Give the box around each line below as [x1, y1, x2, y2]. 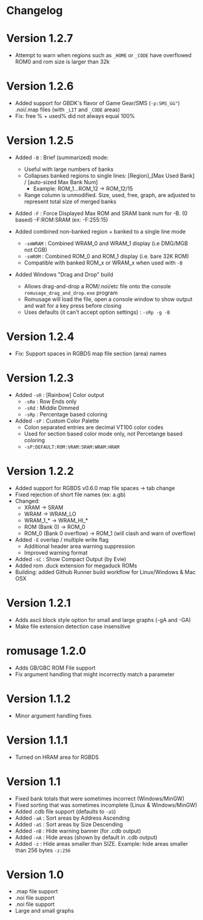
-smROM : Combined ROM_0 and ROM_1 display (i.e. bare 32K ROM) [24, 253, 189, 260]
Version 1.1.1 [6, 733, 68, 747]
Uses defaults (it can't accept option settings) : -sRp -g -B [24, 308, 170, 316]
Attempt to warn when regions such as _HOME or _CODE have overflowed [15, 52, 192, 59]
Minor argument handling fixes [15, 712, 92, 719]
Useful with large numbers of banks [24, 165, 114, 173]
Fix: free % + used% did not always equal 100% [15, 112, 135, 120]
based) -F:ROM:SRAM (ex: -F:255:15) [15, 216, 108, 223]
